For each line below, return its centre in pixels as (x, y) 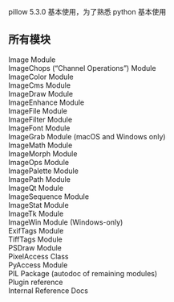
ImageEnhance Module (47, 102)
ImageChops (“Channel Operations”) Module (82, 68)
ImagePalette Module (43, 171)
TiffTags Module (35, 239)
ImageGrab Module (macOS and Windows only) (87, 136)
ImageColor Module (41, 77)
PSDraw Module (35, 247)
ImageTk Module (36, 213)
